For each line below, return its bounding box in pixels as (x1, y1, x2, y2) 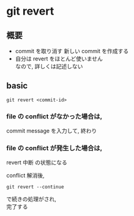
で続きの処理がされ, (6, 195, 57, 203)
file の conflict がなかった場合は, (6, 112, 103, 120)
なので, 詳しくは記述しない (15, 63, 83, 70)
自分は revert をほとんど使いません (15, 55, 103, 62)
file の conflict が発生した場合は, (6, 144, 103, 153)
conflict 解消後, (6, 172, 45, 179)
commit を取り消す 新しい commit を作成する (15, 48, 129, 54)
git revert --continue (6, 184, 64, 190)
